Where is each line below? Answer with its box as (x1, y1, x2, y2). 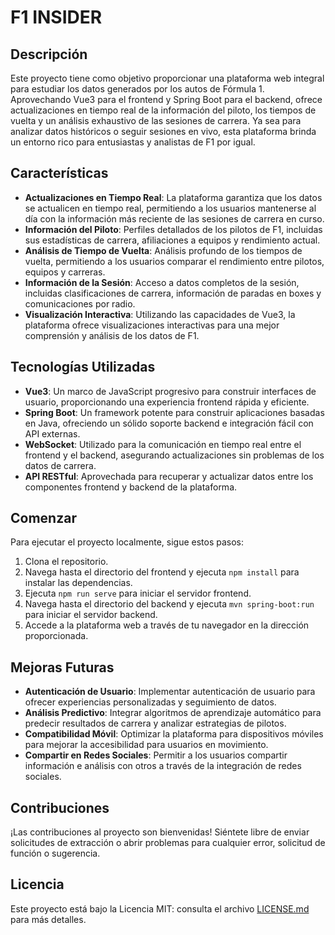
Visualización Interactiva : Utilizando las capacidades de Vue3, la (24, 308, 296, 320)
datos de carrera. (24, 459, 97, 471)
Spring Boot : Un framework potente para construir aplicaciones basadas (24, 406, 325, 418)
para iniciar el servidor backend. (24, 609, 158, 621)
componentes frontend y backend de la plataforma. (24, 481, 238, 493)
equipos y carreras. (24, 266, 106, 278)
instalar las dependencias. (24, 577, 133, 589)
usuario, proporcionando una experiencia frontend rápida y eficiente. (24, 396, 310, 408)
